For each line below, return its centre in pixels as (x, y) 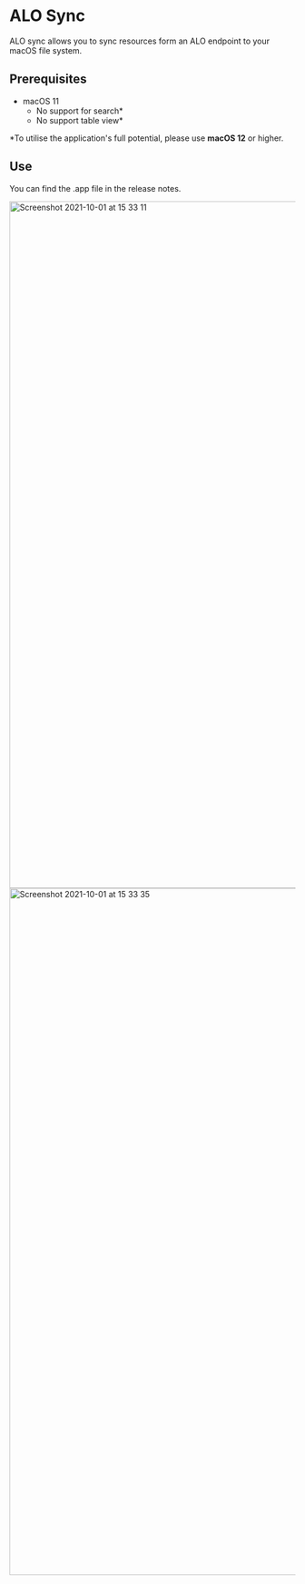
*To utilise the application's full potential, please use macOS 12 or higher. (147, 138)
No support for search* (79, 111)
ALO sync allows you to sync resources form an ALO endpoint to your (140, 41)
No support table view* (79, 120)
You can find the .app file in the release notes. (95, 188)
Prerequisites (48, 79)
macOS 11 (40, 101)
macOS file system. (46, 50)
